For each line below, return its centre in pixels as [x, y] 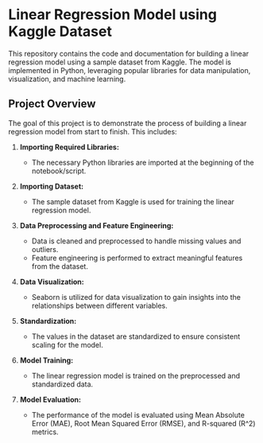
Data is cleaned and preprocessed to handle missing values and [136, 241]
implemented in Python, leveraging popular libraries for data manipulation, [130, 70]
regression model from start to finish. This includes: [93, 131]
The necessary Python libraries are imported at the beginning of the [143, 162]
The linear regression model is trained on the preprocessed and [136, 375]
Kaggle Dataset [60, 31]
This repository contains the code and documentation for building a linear [129, 53]
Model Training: [46, 360]
